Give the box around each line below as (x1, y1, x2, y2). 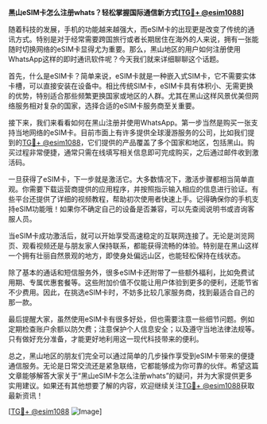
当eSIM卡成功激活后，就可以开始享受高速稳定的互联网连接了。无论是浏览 (8, 231, 248, 241)
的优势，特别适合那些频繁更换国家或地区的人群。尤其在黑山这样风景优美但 (8, 91, 252, 100)
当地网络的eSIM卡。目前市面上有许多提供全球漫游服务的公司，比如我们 (14, 128, 248, 137)
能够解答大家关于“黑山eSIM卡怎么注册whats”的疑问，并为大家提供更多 (21, 371, 253, 380)
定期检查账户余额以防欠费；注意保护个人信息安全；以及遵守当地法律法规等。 (8, 325, 259, 333)
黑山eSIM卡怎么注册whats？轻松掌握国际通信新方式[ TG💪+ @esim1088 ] (8, 8, 245, 17)
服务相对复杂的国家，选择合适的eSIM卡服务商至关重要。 (14, 101, 199, 110)
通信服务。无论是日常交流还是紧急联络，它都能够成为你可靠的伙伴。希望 (8, 361, 245, 370)
